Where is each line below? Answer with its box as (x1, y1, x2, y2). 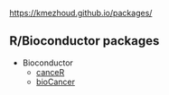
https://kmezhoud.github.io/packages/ (9, 8, 153, 18)
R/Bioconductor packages (9, 33, 160, 48)
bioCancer (35, 76, 75, 87)
